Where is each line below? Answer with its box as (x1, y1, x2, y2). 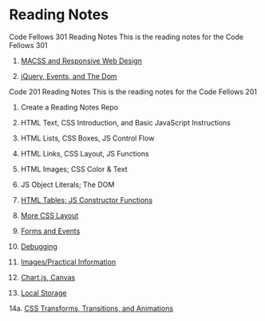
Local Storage (20, 287, 67, 297)
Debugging (20, 241, 58, 251)
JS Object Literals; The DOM (20, 180, 115, 189)
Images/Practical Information (20, 257, 117, 267)
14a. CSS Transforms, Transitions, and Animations (9, 303, 174, 313)
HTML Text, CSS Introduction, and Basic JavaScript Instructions (20, 117, 231, 127)
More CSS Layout (20, 210, 79, 220)
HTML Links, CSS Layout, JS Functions (20, 149, 150, 158)
